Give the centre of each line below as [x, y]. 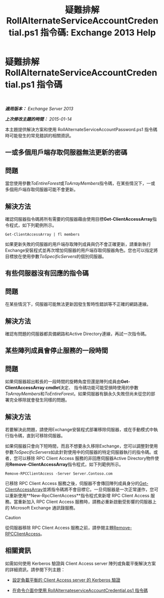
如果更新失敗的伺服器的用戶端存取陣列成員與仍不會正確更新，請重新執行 [78, 244]
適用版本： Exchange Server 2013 [39, 109]
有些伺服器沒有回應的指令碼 [47, 273]
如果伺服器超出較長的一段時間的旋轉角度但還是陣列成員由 [63, 382]
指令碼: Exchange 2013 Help [98, 33]
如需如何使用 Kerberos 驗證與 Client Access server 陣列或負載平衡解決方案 [81, 563]
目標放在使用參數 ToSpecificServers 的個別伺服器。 [56, 256]
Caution [13, 517]
